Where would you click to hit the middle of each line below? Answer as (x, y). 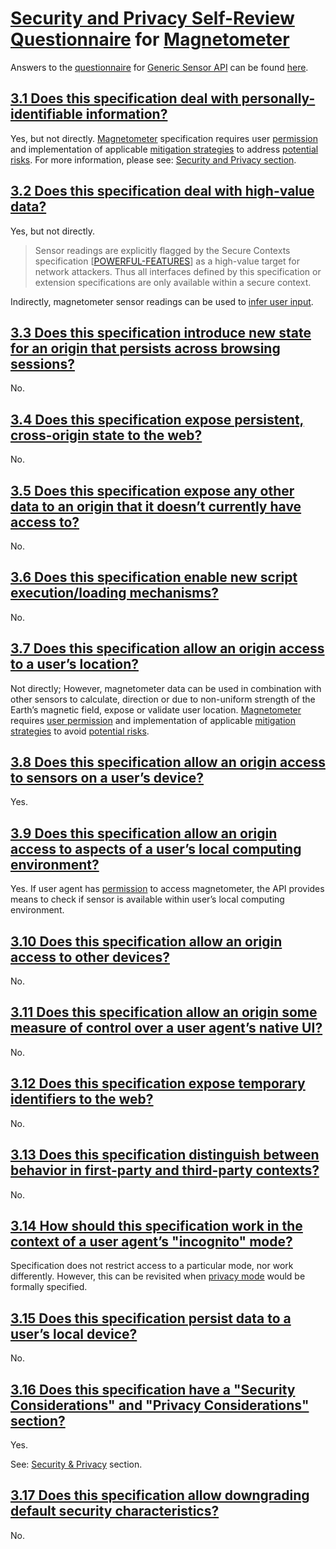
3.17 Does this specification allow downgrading (160, 1495)
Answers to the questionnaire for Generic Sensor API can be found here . (159, 67)
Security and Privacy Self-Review (152, 18)
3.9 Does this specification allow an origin (144, 833)
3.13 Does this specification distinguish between (165, 1155)
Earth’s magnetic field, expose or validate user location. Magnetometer (156, 709)
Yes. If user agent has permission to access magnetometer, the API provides (167, 889)
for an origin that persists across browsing (145, 348)
